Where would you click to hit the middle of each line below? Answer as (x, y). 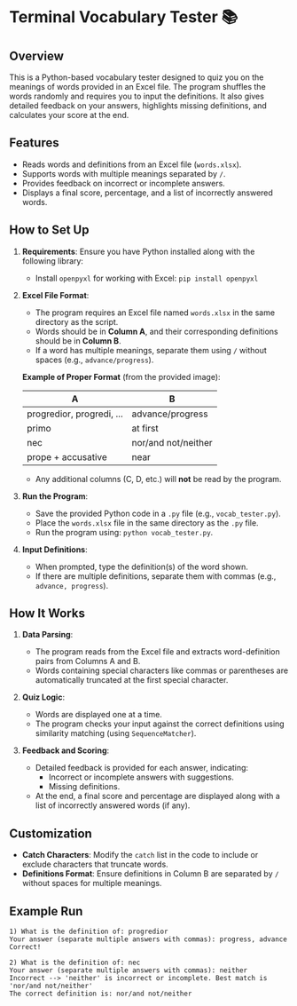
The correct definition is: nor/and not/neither (101, 994)
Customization (51, 833)
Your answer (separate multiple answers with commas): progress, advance (148, 939)
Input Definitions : (55, 549)
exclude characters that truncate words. (95, 864)
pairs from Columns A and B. (88, 661)
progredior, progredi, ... (74, 414)
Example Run (46, 911)
